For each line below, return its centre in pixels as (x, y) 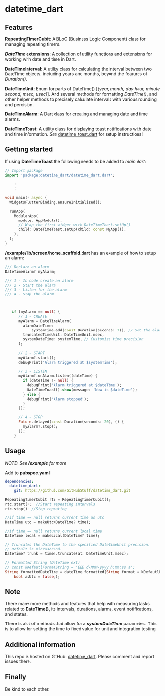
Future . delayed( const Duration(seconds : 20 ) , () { (71, 422)
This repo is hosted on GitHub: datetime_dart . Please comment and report (80, 656)
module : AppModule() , (40, 220)
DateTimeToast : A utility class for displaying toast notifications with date (78, 129)
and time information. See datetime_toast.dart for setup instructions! (74, 134)
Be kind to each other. (27, 689)
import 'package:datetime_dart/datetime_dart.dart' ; (60, 175)
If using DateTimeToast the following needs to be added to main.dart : (76, 161)
